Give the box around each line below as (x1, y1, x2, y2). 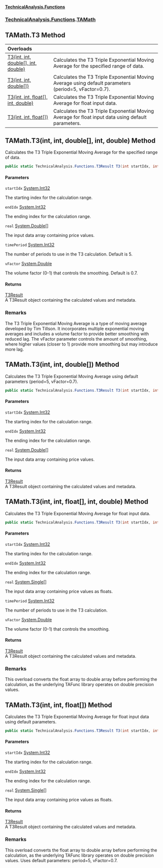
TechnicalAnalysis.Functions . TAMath (5, 16, 96, 23)
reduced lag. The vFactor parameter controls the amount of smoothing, (5, 336, 147, 342)
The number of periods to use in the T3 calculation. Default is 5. (5, 251, 132, 257)
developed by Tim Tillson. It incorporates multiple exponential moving (5, 325, 145, 331)
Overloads (7, 45, 33, 52)
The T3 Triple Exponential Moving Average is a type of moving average (5, 320, 147, 326)
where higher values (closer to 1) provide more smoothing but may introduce (5, 341, 158, 347)
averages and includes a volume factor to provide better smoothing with (5, 331, 149, 337)
